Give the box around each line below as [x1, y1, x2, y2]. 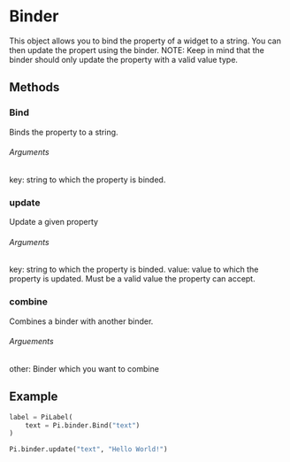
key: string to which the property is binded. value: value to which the [9, 264, 259, 275]
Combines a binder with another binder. [9, 316, 154, 327]
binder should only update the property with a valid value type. [9, 54, 239, 65]
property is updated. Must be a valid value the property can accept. [9, 273, 256, 284]
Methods [9, 80, 60, 95]
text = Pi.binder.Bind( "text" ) [25, 420, 141, 430]
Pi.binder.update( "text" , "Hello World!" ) [9, 445, 168, 454]
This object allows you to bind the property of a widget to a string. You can [9, 35, 281, 46]
